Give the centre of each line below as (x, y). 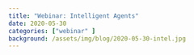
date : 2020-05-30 (38, 23)
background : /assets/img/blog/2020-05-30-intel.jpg (97, 38)
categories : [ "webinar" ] (52, 31)
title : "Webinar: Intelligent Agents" (74, 16)
